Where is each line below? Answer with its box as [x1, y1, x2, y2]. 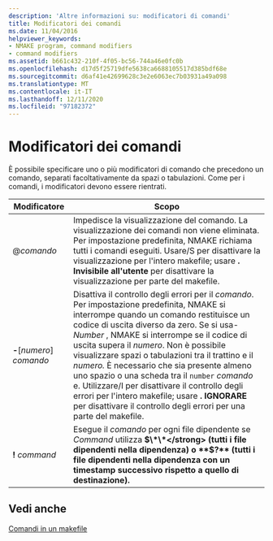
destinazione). [72, 474, 130, 486]
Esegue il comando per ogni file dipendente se [72, 424, 251, 435]
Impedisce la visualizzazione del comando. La [72, 214, 248, 226]
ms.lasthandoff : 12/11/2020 [8, 95, 104, 103]
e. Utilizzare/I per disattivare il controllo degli [72, 380, 244, 392]
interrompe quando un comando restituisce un [72, 309, 250, 321]
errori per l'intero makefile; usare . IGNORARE [72, 391, 248, 402]
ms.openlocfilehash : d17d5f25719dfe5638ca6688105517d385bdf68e [8, 65, 227, 73]
